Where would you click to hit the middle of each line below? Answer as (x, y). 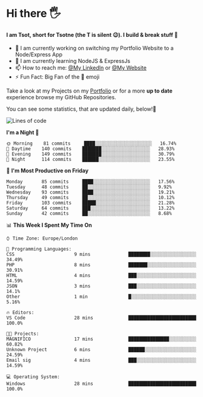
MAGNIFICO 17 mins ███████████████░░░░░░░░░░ (101, 339)
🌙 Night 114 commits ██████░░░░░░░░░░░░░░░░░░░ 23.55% (90, 160)
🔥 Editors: (20, 313)
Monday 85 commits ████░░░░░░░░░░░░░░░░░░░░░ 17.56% (90, 182)
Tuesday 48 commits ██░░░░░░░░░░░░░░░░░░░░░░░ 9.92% (89, 187)
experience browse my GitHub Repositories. (61, 97)
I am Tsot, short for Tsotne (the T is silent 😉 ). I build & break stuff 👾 (92, 34)
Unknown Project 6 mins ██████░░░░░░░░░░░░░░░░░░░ (101, 350)
